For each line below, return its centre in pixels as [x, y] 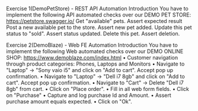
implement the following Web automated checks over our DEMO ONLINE [95, 51]
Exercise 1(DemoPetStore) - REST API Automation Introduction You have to [97, 9]
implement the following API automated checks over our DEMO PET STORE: [99, 15]
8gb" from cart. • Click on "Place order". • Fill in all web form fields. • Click [98, 89]
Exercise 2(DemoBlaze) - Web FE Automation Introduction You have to [92, 45]
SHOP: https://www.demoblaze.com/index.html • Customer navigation [92, 58]
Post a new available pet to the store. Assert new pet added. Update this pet [99, 27]
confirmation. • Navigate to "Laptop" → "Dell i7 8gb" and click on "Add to [95, 76]
